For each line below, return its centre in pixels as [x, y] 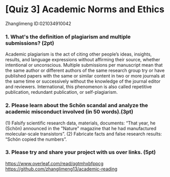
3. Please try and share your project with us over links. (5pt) [81, 153]
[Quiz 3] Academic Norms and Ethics [85, 9]
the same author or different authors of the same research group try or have [85, 70]
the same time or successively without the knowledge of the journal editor [83, 81]
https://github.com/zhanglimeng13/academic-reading [61, 169]
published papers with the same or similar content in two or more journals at [85, 76]
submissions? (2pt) [30, 43]
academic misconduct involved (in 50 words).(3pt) [69, 112]
